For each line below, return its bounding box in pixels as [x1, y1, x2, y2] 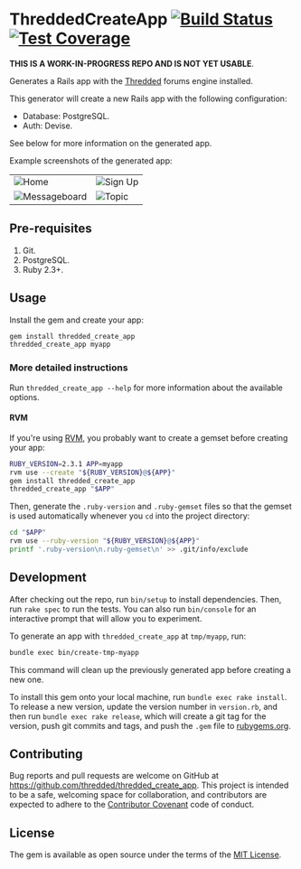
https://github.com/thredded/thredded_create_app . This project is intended [9, 780, 289, 790]
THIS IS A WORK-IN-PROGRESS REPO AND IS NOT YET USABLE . [9, 58, 255, 69]
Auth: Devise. [22, 120, 73, 131]
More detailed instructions [9, 361, 128, 374]
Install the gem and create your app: [9, 314, 145, 325]
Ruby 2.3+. [22, 264, 64, 275]
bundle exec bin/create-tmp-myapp [9, 648, 140, 657]
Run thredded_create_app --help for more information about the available [9, 382, 283, 393]
